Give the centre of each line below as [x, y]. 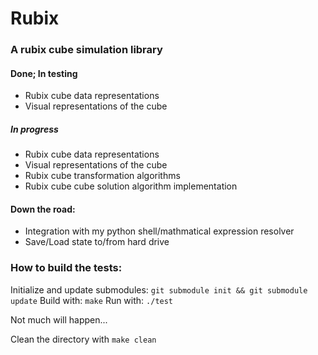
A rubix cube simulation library [86, 50]
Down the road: [43, 209]
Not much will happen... [59, 319]
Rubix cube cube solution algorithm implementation [131, 186]
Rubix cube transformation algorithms [102, 176]
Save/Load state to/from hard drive [97, 242]
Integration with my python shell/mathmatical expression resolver [159, 231]
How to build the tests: [66, 268]
